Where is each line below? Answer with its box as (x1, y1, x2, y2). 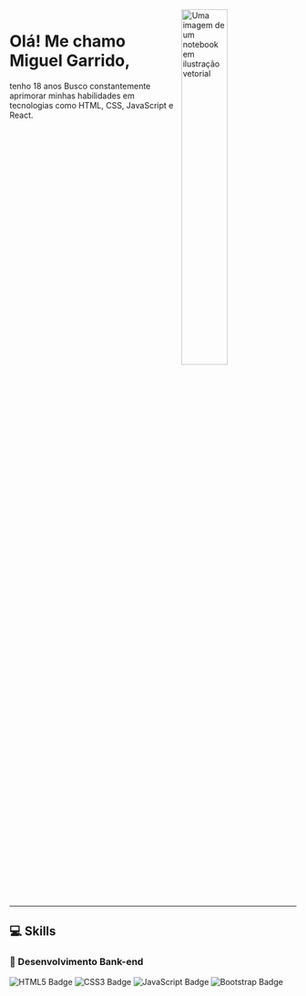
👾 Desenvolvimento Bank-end (9, 956, 144, 969)
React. (9, 109, 34, 120)
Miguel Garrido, (9, 50, 130, 71)
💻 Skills (9, 924, 56, 940)
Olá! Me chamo (9, 31, 126, 52)
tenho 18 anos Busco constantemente (9, 80, 151, 91)
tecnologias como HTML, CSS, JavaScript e (9, 99, 174, 110)
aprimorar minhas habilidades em (9, 90, 135, 101)
